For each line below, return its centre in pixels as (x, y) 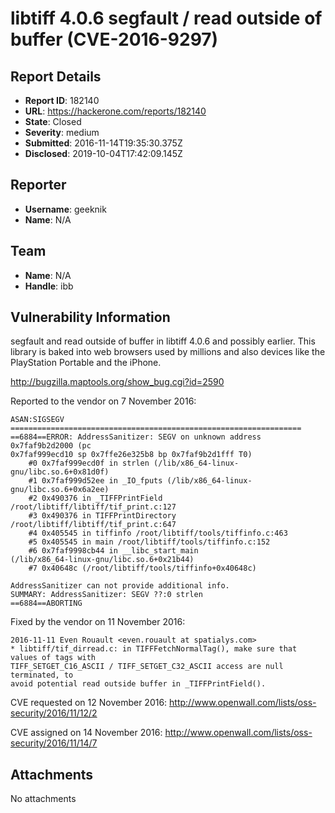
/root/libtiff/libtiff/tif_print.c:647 (93, 525)
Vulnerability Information (90, 317)
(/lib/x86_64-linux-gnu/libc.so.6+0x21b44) (102, 560)
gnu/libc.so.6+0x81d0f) (60, 472)
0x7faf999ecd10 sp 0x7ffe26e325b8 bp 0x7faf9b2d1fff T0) (131, 455)
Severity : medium (62, 132)
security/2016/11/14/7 (54, 743)
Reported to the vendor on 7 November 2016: (103, 401)
